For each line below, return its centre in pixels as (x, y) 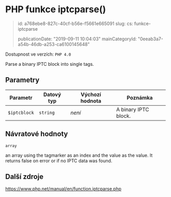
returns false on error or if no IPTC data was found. (59, 161)
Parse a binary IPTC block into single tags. (50, 64)
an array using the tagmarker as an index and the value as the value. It (79, 155)
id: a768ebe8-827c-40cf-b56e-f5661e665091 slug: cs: (75, 23)
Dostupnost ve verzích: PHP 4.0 (38, 54)
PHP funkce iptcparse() (55, 9)
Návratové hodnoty (37, 134)
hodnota (91, 101)
